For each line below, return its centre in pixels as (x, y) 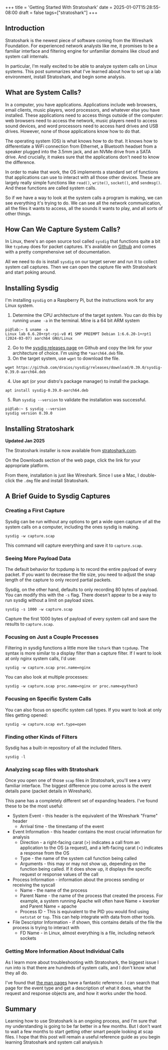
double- (148, 475)
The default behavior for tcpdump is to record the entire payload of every (81, 569)
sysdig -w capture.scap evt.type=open (46, 724)
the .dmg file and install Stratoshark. (52, 481)
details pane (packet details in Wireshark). (49, 791)
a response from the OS (45, 853)
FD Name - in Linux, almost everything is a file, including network (87, 933)
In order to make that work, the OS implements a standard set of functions (82, 172)
